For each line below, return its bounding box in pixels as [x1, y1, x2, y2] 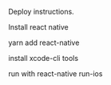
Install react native [8, 22, 69, 31]
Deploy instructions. [8, 7, 74, 16]
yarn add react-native [8, 38, 80, 47]
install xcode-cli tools [8, 54, 78, 63]
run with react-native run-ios [8, 69, 103, 79]
